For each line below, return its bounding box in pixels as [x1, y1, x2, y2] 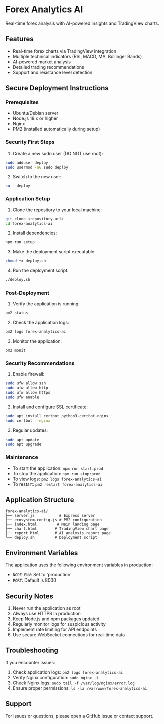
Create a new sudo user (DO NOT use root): [12, 150, 103, 156]
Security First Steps [5, 139, 55, 146]
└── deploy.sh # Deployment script [5, 535, 98, 540]
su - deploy [5, 183, 30, 189]
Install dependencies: [12, 230, 57, 236]
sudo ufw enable [5, 395, 39, 400]
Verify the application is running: [12, 301, 80, 307]
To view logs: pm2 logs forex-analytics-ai [12, 476, 102, 482]
